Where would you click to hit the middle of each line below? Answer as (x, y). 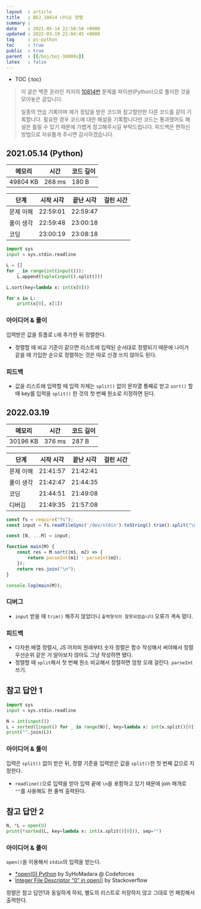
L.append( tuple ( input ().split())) (60, 277)
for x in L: (21, 298)
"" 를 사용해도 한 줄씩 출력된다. (50, 791)
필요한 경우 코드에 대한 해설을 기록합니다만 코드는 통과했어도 (114, 119)
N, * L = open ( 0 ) (26, 826)
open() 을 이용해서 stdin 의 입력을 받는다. (54, 862)
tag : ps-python (32, 40)
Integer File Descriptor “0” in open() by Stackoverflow (81, 880)
